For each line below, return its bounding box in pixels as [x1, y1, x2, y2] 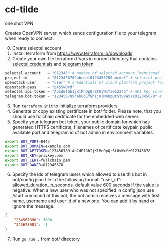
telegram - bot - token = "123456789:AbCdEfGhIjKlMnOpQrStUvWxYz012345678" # [5, 94, 162, 99]
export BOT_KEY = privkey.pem [5, 153, 64, 158]
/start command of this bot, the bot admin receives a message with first [12, 193, 160, 199]
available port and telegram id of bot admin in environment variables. [12, 129, 154, 136]
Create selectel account [12, 45, 62, 51]
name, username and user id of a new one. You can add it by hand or [12, 198, 155, 204]
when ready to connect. [5, 35, 54, 41]
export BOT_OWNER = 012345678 [5, 162, 64, 167]
